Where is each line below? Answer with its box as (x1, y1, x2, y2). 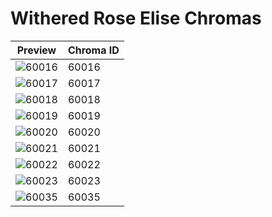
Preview (16, 43, 57, 57)
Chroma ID (67, 43, 120, 57)
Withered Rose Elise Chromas (10, 7, 262, 30)
